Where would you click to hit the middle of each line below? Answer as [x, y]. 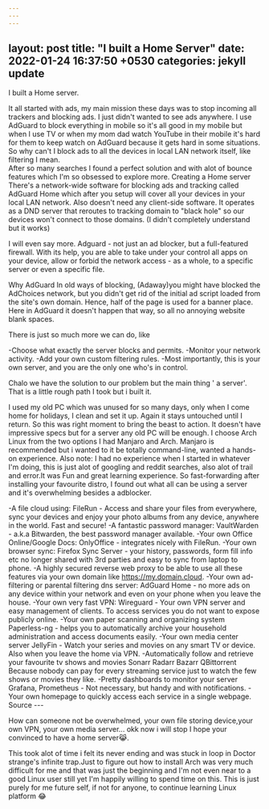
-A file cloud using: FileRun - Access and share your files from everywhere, [132, 509]
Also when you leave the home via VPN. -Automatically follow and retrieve [131, 654]
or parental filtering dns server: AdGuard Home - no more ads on [143, 585]
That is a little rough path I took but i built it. [80, 392]
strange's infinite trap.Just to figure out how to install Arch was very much [131, 762]
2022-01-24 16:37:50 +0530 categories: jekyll [127, 61]
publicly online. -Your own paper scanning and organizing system [117, 620]
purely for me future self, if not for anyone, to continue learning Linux [122, 788]
